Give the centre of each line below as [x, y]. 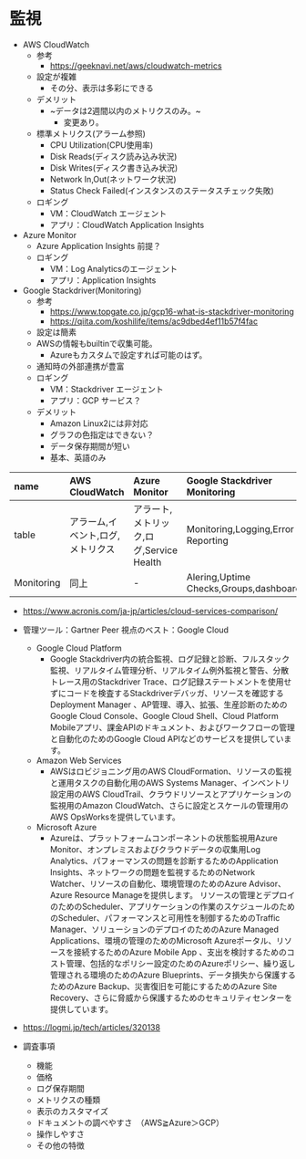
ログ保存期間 [60, 1088]
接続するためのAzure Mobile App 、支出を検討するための [180, 952]
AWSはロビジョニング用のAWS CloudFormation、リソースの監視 [171, 771]
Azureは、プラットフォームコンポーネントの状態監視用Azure [163, 838]
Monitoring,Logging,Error [240, 528]
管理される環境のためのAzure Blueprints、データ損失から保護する [173, 975]
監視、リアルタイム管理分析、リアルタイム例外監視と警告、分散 [169, 670]
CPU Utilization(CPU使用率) [102, 145]
